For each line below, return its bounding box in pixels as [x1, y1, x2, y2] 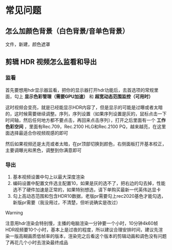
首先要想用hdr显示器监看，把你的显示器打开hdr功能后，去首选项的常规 [5, 87, 155, 93]
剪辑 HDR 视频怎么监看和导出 [5, 57, 97, 67]
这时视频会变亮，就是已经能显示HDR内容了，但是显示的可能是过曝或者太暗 [5, 104, 163, 110]
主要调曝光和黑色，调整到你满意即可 [5, 147, 82, 153]
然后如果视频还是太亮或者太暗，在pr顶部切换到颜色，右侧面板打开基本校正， [5, 140, 167, 147]
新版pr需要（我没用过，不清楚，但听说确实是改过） [12, 199, 121, 205]
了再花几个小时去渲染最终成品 [5, 239, 68, 245]
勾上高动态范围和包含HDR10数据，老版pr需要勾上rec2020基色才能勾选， [12, 193, 166, 199]
